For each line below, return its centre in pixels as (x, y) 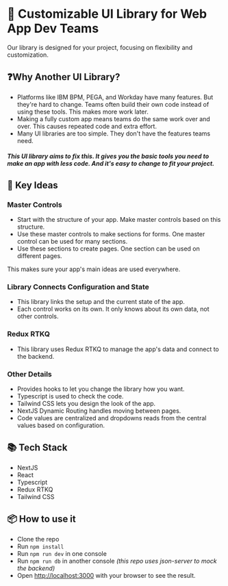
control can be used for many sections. (72, 242)
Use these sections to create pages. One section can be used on (109, 249)
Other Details (30, 374)
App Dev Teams (53, 28)
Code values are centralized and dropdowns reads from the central (112, 418)
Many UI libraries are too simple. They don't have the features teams (114, 133)
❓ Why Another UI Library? (64, 77)
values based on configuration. (61, 425)
